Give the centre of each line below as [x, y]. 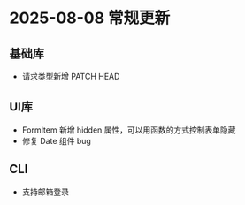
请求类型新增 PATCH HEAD [71, 76]
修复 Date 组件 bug [56, 140]
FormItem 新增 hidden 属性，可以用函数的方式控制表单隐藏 [129, 130]
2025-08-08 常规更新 [90, 18]
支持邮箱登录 [45, 192]
